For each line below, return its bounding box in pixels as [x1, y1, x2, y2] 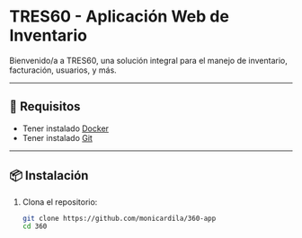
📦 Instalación [9, 168, 89, 183]
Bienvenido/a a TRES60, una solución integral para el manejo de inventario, [9, 55, 288, 66]
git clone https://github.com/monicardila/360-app [22, 214, 217, 223]
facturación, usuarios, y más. [9, 65, 117, 75]
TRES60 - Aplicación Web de [9, 6, 229, 27]
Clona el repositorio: [22, 196, 98, 207]
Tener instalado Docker [22, 123, 110, 134]
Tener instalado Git [22, 132, 93, 143]
